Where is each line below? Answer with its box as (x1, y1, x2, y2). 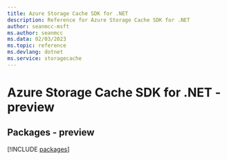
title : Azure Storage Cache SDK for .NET (7, 10, 129, 17)
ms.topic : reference (7, 42, 67, 49)
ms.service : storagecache (7, 55, 82, 62)
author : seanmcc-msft (7, 23, 70, 30)
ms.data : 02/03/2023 (7, 36, 67, 43)
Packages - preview (7, 127, 95, 139)
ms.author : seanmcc (7, 29, 64, 37)
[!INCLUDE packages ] (7, 145, 70, 153)
